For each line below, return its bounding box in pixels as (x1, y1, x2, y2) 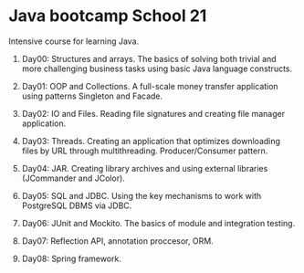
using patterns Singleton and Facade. (21, 90, 163, 101)
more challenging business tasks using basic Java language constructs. (21, 63, 293, 74)
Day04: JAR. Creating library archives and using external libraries (21, 163, 268, 173)
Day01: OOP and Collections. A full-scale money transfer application (21, 80, 279, 91)
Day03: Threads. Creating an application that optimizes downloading (21, 135, 280, 146)
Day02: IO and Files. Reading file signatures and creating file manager (21, 108, 285, 119)
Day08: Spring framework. (21, 253, 122, 264)
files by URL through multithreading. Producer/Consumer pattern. (21, 145, 268, 156)
